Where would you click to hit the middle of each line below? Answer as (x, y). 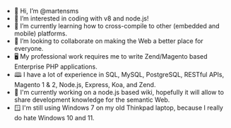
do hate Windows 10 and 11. (54, 118)
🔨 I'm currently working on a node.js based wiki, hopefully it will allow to (119, 92)
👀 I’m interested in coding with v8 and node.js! (81, 18)
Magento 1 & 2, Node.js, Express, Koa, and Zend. (85, 85)
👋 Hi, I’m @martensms (46, 11)
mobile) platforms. (41, 33)
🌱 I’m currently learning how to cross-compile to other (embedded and (117, 26)
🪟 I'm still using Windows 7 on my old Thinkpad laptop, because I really (119, 107)
